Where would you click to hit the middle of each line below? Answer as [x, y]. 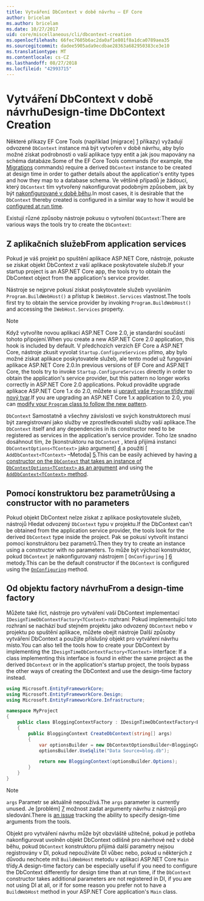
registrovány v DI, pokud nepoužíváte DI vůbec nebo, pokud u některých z [99, 853]
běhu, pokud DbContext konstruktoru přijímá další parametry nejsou [90, 846]
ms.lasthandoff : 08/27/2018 [42, 63]
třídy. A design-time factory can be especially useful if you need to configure [102, 866]
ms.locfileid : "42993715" [39, 69]
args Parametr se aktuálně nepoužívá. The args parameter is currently [93, 802]
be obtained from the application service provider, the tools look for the [96, 530]
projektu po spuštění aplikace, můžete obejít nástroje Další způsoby [91, 632]
